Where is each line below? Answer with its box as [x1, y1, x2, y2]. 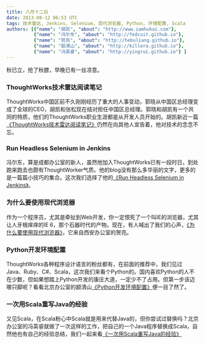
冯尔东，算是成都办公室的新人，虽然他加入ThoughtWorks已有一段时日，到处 [6, 159, 199, 166]
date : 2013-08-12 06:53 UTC [6, 15, 78, 21]
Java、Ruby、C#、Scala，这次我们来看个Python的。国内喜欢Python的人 [6, 268, 190, 275]
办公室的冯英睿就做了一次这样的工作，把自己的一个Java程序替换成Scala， [6, 323, 193, 330]
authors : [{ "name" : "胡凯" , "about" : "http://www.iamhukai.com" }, [6, 26, 177, 32]
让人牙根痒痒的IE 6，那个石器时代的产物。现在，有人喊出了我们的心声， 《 [6, 221, 190, 228]
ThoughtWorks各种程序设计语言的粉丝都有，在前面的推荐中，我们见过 [6, 260, 183, 267]
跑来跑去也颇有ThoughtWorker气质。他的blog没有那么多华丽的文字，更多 [6, 166, 191, 174]
